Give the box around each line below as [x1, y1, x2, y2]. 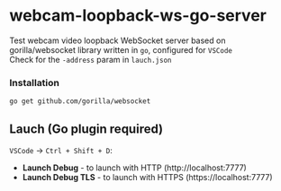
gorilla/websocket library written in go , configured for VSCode [9, 44, 232, 55]
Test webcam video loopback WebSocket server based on [9, 35, 226, 46]
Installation [9, 76, 60, 89]
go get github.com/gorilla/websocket [9, 97, 151, 106]
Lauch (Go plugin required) [9, 121, 164, 136]
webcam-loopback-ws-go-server [9, 5, 267, 26]
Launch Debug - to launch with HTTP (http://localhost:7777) [22, 162, 248, 173]
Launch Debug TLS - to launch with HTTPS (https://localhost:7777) [22, 172, 273, 183]
